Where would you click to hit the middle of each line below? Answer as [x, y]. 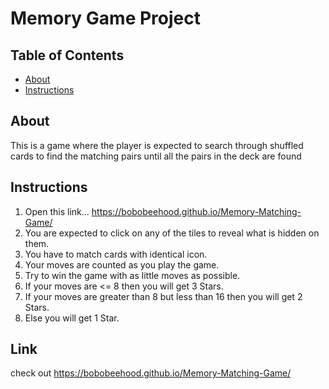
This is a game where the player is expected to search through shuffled [157, 145]
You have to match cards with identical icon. [116, 254]
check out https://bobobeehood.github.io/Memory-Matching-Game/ [151, 373]
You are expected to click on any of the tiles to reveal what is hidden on [172, 233]
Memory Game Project [105, 18]
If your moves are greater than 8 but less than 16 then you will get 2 [163, 296]
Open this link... [57, 211]
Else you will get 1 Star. [72, 318]
